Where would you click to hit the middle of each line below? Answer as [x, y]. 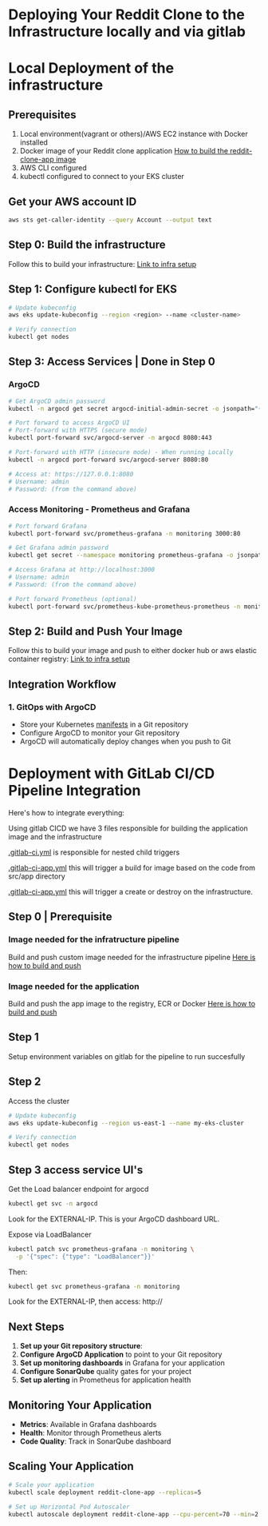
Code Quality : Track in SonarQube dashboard [95, 1441]
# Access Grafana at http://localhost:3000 [82, 570]
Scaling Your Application [71, 1466]
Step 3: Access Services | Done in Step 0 [112, 362]
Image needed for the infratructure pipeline [94, 939]
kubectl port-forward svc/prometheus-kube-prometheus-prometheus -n [124, 606]
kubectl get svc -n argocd [53, 1203]
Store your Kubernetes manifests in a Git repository [104, 724]
